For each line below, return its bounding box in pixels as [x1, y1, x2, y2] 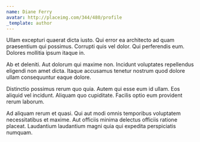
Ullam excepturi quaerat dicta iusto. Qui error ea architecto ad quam [6, 37, 175, 44]
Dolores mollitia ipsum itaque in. [6, 49, 85, 57]
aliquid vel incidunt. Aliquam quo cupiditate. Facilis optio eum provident [6, 91, 183, 99]
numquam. [6, 129, 33, 136]
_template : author [6, 20, 52, 26]
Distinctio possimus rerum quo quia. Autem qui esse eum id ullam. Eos [6, 85, 180, 93]
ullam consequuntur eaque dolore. [6, 73, 91, 81]
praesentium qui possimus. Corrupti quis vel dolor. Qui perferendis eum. [6, 43, 185, 50]
